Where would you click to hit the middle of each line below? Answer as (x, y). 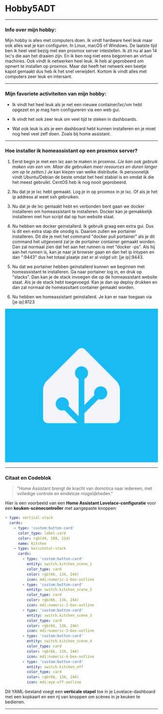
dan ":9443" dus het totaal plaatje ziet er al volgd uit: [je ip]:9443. (78, 257)
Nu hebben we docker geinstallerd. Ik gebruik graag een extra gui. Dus (83, 226)
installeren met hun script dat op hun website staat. (63, 216)
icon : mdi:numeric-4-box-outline (60, 656)
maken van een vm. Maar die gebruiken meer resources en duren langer (85, 167)
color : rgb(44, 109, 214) (44, 538)
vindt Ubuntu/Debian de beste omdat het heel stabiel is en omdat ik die (83, 177)
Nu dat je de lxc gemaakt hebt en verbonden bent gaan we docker (78, 206)
